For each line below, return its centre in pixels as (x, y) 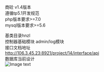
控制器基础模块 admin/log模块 (34, 42)
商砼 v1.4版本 (18, 7)
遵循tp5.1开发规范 (22, 13)
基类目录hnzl (18, 36)
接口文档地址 (18, 48)
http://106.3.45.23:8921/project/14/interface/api (52, 53)
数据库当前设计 (20, 59)
